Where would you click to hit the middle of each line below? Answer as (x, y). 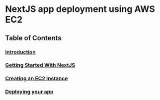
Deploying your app (29, 92)
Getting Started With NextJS (40, 65)
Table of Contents (34, 38)
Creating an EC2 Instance (37, 79)
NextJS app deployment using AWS (80, 9)
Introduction (20, 52)
